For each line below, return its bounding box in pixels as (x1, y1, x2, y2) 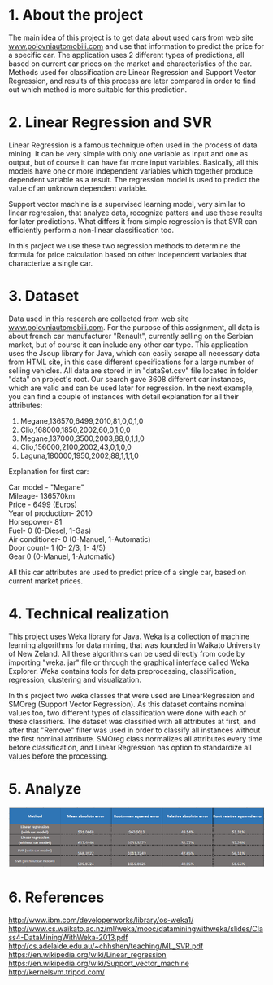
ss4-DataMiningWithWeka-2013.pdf (8, 933, 128, 943)
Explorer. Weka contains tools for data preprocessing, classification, (8, 666, 236, 675)
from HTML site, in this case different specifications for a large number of (8, 357, 254, 367)
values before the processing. (8, 751, 109, 761)
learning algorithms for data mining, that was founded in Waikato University (8, 640, 262, 649)
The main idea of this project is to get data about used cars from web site (8, 33, 254, 42)
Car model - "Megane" (8, 482, 84, 492)
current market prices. (8, 576, 84, 586)
